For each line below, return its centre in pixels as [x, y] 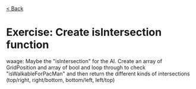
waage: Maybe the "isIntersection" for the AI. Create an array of [84, 61]
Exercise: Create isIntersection [84, 32]
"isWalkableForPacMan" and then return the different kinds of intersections [98, 74]
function [28, 45]
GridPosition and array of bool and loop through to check [76, 67]
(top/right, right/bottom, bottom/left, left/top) [61, 80]
